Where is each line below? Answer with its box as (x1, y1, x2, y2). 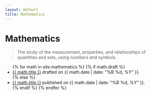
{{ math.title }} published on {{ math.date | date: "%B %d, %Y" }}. (12, 80, 145, 86)
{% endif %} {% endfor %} (12, 85, 67, 91)
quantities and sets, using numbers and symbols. (17, 55, 117, 61)
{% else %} (12, 74, 36, 80)
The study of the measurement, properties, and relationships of (17, 49, 146, 55)
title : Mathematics (5, 12, 45, 17)
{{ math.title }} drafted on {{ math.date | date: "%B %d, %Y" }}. (12, 69, 140, 75)
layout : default (5, 7, 38, 12)
